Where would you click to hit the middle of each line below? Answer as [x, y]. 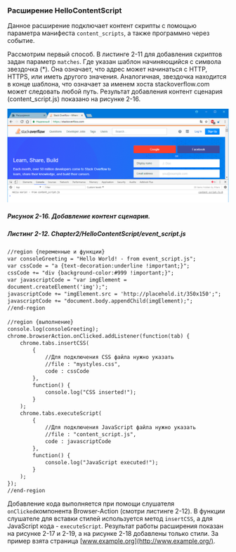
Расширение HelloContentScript [65, 11]
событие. [21, 41]
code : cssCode [67, 371]
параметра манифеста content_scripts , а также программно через [109, 33]
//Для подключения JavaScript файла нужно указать [120, 427]
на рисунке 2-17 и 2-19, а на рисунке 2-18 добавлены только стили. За [113, 533]
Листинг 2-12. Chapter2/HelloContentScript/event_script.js [97, 234]
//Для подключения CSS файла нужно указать [109, 357]
